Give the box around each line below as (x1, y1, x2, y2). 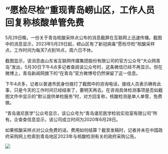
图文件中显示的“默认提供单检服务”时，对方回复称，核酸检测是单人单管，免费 (5, 93, 162, 99)
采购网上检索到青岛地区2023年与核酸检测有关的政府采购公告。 (9, 133, 139, 139)
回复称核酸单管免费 (5, 17, 84, 28)
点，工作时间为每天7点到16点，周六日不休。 (5, 47, 96, 53)
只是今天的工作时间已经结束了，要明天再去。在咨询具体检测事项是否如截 (13, 87, 163, 93)
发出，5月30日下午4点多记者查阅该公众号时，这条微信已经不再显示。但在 (11, 63, 162, 70)
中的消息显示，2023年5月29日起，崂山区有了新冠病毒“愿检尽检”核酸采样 (5, 40, 155, 46)
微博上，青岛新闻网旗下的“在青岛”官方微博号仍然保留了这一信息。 (5, 70, 141, 76)
